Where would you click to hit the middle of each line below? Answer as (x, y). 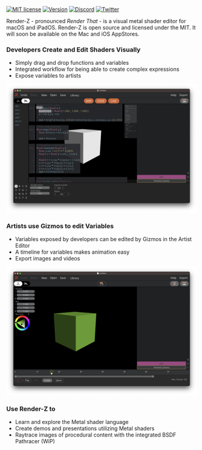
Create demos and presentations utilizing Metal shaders (85, 428)
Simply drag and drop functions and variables (72, 63)
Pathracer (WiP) (35, 442)
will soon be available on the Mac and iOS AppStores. (73, 34)
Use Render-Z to (31, 409)
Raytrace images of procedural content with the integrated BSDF (96, 435)
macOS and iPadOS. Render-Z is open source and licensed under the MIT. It (101, 28)
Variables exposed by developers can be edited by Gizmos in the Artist (103, 239)
